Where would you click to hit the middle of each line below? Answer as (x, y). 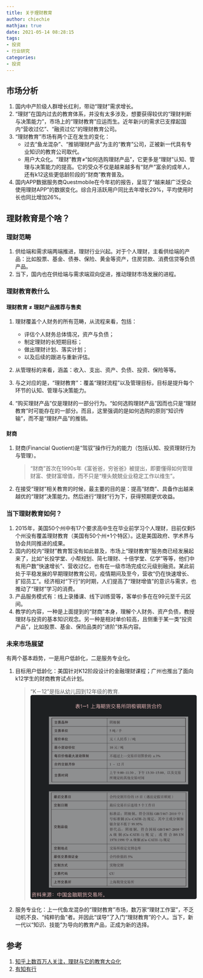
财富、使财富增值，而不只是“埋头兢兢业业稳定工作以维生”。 (104, 476)
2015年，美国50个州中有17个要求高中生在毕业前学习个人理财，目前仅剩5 (105, 528)
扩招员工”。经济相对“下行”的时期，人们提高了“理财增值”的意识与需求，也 (105, 581)
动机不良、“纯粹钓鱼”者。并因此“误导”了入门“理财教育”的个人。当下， (101, 917)
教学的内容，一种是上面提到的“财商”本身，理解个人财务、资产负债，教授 (105, 611)
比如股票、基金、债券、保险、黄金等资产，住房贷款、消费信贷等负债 (110, 259)
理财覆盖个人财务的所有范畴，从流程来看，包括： (76, 322)
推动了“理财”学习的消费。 (47, 588)
